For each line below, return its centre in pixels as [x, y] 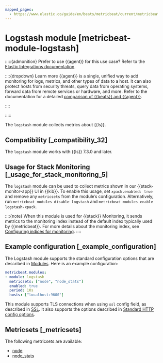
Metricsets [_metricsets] [43, 330]
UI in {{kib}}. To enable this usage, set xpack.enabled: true [94, 191]
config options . [20, 315]
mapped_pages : [19, 9]
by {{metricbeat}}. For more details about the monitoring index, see [72, 227]
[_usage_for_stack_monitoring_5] [57, 174]
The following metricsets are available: [44, 341]
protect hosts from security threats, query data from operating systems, [77, 86]
